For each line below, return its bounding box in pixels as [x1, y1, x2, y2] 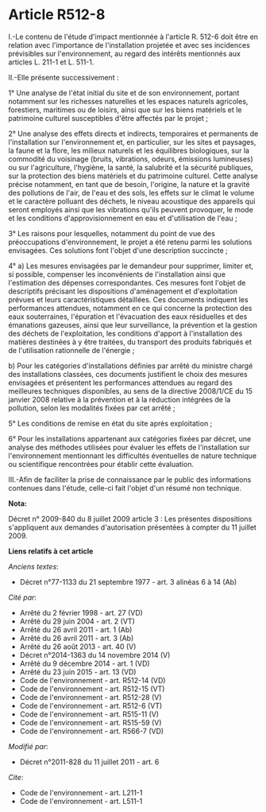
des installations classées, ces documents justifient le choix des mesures [8, 369, 248, 379]
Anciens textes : [8, 561, 60, 571]
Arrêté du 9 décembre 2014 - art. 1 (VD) [19, 659, 150, 668]
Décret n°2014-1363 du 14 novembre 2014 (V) [19, 650, 171, 659]
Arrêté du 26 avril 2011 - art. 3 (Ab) [19, 633, 134, 643]
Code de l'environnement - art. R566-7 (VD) [19, 726, 164, 736]
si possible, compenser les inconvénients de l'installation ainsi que [8, 269, 226, 279]
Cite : [8, 772, 24, 782]
